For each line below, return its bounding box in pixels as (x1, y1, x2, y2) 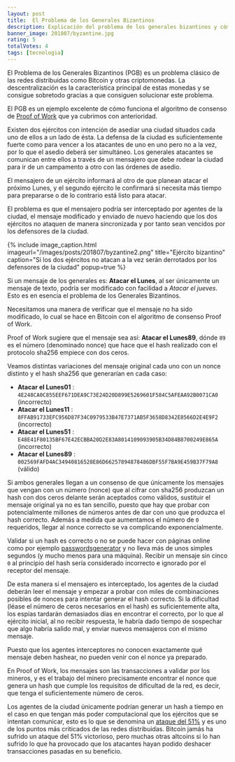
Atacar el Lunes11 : (17, 405, 73, 413)
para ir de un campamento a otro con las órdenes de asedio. (7, 162, 182, 171)
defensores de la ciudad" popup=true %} (7, 263, 126, 271)
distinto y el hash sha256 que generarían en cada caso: (7, 369, 168, 377)
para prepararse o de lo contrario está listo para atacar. (7, 190, 166, 200)
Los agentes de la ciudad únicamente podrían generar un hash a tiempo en (7, 702, 224, 711)
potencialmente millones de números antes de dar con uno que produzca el (7, 508, 225, 516)
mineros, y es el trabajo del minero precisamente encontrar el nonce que (7, 674, 217, 682)
